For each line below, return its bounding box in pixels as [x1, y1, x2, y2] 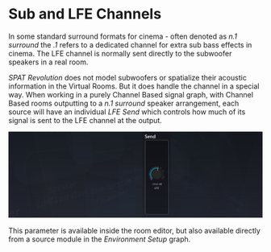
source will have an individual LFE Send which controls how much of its [8, 106, 246, 117]
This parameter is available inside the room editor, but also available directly [8, 225, 261, 235]
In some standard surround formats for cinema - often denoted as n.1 [8, 31, 238, 41]
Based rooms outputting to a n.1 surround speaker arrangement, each [8, 98, 240, 108]
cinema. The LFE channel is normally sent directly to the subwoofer [8, 48, 232, 58]
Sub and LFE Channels [8, 5, 162, 23]
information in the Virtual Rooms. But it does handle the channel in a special [8, 81, 260, 91]
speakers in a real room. [8, 57, 89, 67]
